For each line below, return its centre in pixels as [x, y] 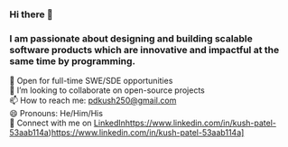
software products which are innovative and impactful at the [144, 50]
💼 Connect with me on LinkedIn [68, 123]
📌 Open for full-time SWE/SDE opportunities [91, 81]
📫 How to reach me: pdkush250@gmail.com [93, 101]
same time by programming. [73, 60]
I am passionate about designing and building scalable [131, 38]
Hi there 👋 [32, 14]
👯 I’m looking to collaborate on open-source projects [107, 90]
